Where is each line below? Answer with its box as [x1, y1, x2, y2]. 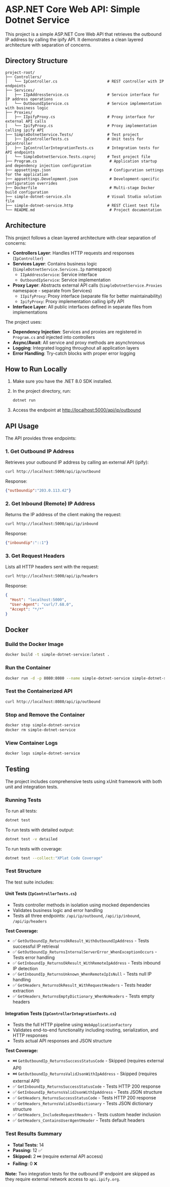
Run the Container [5, 664, 51, 671]
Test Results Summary [5, 1130, 62, 1137]
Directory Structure [5, 57, 68, 65]
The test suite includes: [5, 879, 54, 885]
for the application [5, 172, 49, 177]
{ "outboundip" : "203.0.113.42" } [5, 488, 71, 493]
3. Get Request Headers [5, 552, 65, 559]
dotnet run [12, 398, 36, 403]
